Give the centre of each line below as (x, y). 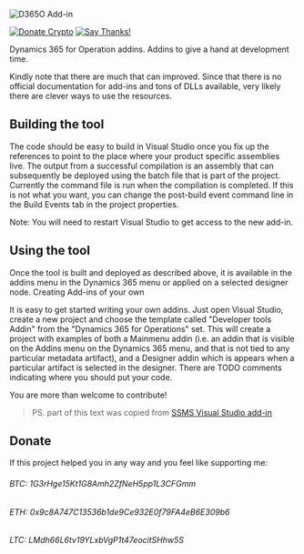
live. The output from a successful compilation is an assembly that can (142, 166)
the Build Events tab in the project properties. (94, 204)
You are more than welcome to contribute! (88, 395)
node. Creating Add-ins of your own (77, 292)
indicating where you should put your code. (91, 377)
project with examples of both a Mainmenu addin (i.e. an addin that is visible (152, 338)
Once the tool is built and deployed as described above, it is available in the (151, 272)
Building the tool (57, 124)
